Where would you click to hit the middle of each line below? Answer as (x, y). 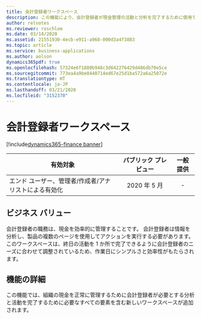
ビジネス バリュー (39, 213)
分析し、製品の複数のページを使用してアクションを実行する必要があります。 (100, 236)
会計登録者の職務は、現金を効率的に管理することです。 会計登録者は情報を (98, 228)
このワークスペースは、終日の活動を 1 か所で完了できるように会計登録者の (98, 243)
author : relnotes (28, 23)
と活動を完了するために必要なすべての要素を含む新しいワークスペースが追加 (100, 302)
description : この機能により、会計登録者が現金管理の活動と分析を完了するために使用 (99, 17)
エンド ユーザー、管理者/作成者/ (54, 181)
